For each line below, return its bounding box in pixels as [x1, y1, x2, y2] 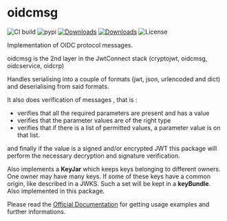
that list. [17, 131, 40, 139]
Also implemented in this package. [7, 187, 105, 195]
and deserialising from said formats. [7, 82, 109, 90]
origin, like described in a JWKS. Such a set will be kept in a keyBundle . [7, 179, 211, 187]
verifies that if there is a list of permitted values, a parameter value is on [17, 123, 221, 131]
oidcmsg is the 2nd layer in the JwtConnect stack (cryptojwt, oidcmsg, [7, 54, 208, 63]
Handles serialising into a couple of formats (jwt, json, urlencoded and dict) [7, 74, 221, 83]
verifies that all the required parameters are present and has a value [17, 109, 210, 117]
